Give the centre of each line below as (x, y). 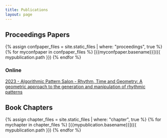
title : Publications (27, 10)
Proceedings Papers (38, 35)
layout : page (19, 14)
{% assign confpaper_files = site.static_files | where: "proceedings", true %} (84, 47)
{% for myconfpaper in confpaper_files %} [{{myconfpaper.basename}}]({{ (83, 52)
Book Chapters (29, 107)
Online (13, 70)
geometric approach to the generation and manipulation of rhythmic (75, 86)
